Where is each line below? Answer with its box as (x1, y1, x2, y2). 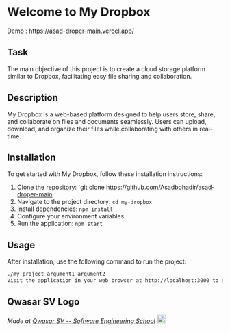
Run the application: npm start (16, 220, 103, 228)
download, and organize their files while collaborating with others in (7, 125, 199, 133)
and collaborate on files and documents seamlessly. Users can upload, (7, 117, 207, 125)
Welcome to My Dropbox (7, 4, 151, 20)
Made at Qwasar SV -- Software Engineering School (7, 316, 155, 325)
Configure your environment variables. (16, 212, 127, 220)
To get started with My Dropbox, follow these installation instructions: (7, 170, 203, 178)
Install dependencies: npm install (16, 205, 113, 213)
